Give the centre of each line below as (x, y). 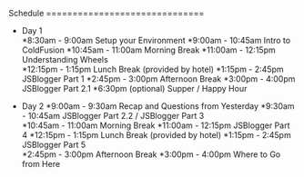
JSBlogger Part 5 (54, 145)
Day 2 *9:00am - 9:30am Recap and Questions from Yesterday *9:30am (158, 106)
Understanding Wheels (65, 59)
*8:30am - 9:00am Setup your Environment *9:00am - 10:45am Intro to (156, 40)
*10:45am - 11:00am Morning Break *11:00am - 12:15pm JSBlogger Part (156, 125)
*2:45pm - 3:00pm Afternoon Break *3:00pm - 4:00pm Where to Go (151, 154)
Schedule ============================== (106, 13)
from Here (41, 164)
